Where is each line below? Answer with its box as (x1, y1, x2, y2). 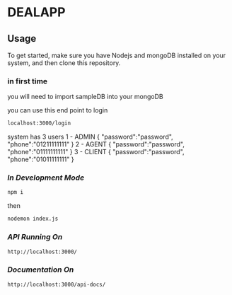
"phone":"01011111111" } (7, 155, 74, 163)
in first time (7, 76, 48, 86)
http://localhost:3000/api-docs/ (7, 281, 106, 288)
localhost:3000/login (7, 120, 71, 127)
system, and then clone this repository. (7, 59, 121, 67)
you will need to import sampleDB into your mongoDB (7, 93, 164, 101)
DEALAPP (7, 4, 66, 21)
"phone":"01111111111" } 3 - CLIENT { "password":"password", (7, 148, 185, 156)
